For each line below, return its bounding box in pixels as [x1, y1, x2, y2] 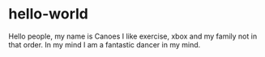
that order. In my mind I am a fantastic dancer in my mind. [8, 39, 201, 49]
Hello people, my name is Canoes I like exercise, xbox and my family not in [8, 31, 258, 41]
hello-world [8, 5, 89, 23]
